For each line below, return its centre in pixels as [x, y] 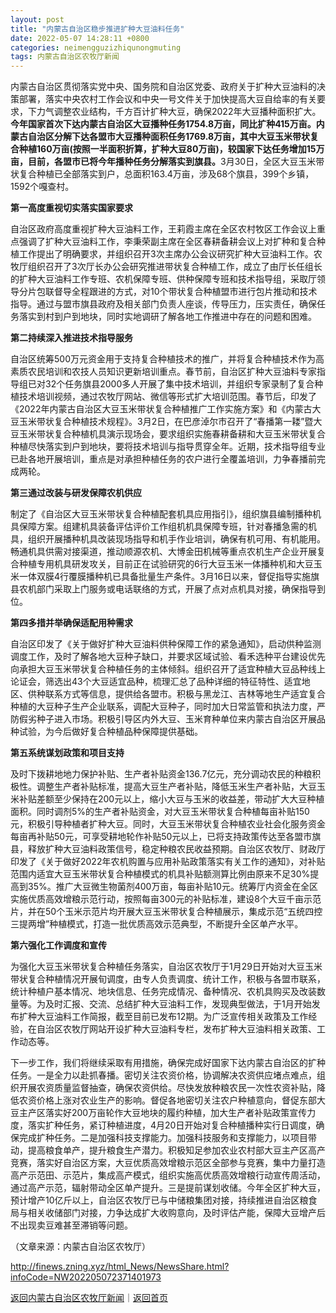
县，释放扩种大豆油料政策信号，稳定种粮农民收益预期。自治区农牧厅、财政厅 [168, 849]
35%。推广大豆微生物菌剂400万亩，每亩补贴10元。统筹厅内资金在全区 [172, 887]
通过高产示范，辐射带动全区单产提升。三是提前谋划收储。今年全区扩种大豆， [168, 1188]
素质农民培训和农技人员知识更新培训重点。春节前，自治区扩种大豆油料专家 [163, 372]
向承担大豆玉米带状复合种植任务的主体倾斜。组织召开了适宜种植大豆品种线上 [168, 669]
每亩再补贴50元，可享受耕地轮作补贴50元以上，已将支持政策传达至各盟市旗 [166, 837]
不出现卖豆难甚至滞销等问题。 [71, 1225]
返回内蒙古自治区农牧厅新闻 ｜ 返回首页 [89, 1298]
